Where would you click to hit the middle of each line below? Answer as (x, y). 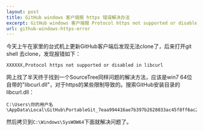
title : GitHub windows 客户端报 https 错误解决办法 (68, 17)
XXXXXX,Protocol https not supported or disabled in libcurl (85, 65)
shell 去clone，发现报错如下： (43, 54)
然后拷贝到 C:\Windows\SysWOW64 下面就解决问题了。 (69, 122)
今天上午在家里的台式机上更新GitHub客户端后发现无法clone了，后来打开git (99, 46)
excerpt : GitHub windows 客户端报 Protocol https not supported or (91, 23)
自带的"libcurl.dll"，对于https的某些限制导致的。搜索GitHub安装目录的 (93, 85)
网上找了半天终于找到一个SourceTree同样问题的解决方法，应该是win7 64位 (99, 77)
